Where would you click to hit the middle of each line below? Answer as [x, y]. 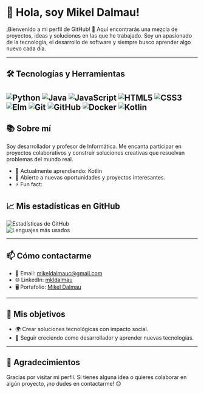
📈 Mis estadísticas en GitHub [63, 206]
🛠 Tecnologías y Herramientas [66, 74]
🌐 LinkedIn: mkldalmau [44, 280]
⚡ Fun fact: [29, 184]
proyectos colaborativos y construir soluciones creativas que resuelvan [96, 153]
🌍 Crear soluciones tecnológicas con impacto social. [82, 329]
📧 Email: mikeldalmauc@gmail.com [59, 274]
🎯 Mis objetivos [36, 314]
